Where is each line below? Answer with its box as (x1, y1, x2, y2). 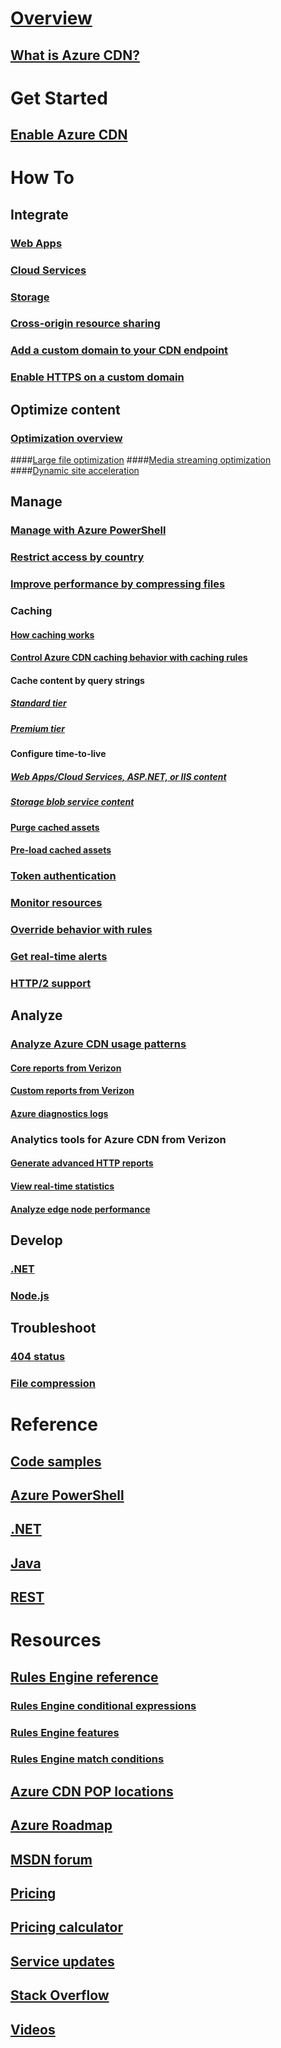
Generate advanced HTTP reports (10, 1157, 154, 1169)
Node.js (10, 1288, 50, 1302)
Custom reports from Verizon (10, 1085, 135, 1097)
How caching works (10, 628, 95, 641)
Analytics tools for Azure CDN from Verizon (10, 1132, 227, 1146)
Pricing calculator (10, 1919, 123, 1936)
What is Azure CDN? (10, 47, 140, 64)
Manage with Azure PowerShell (10, 523, 167, 537)
